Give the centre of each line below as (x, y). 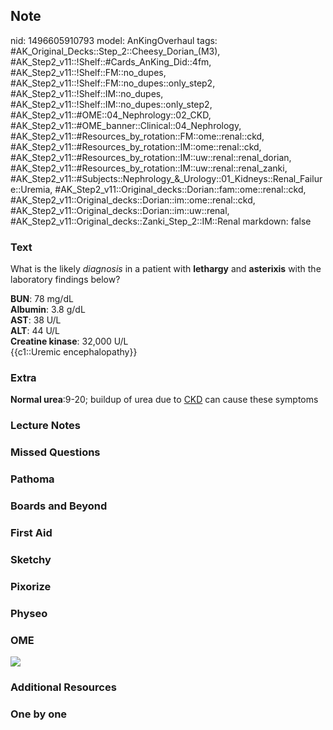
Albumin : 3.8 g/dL (48, 310)
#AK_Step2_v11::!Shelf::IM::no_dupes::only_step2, (111, 104)
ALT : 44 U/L (35, 331)
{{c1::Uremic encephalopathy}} (74, 352)
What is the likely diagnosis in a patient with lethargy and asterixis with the (166, 269)
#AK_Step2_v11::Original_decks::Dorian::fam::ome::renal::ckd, (180, 189)
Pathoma (32, 479)
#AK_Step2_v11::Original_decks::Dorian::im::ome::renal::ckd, (133, 200)
